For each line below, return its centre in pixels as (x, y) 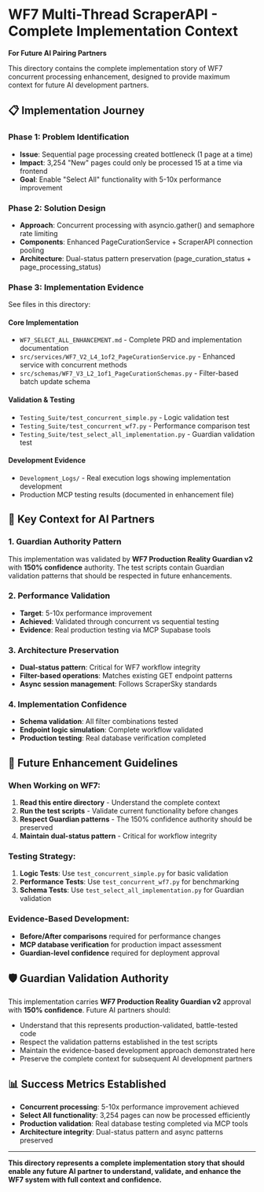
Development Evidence (47, 460)
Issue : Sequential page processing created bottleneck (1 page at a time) (136, 154)
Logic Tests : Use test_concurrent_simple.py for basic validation (124, 873)
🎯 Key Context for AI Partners (81, 520)
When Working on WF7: (54, 785)
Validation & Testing (42, 400)
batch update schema (55, 382)
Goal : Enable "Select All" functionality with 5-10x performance (120, 179)
